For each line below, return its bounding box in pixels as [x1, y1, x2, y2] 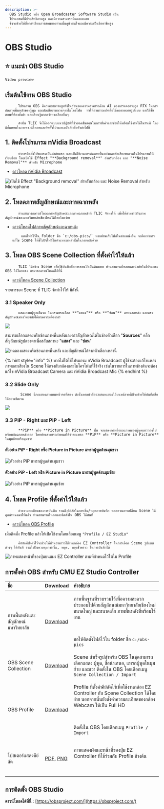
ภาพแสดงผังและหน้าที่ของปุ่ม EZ [73, 747, 133, 754]
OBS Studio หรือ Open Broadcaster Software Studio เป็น [9, 12, 119, 17]
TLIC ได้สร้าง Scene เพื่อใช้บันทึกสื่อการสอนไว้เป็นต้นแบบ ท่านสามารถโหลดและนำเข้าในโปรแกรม [18, 264, 159, 269]
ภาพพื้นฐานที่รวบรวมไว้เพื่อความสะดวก [73, 596, 144, 602]
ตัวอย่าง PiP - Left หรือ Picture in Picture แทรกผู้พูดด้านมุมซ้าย [5, 469, 116, 475]
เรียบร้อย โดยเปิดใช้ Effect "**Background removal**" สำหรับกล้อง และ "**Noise [5, 155, 148, 161]
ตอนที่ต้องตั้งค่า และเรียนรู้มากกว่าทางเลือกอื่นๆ [5, 112, 69, 117]
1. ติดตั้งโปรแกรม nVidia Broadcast [5, 138, 102, 147]
